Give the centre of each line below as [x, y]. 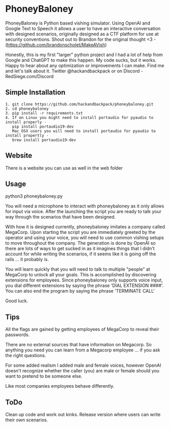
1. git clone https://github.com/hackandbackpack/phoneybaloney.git [79, 104]
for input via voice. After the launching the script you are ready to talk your [83, 211]
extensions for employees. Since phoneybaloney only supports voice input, [84, 280]
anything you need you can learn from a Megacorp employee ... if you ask [83, 350]
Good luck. [17, 301]
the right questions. [26, 355]
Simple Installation [35, 92]
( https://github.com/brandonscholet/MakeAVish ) [56, 44]
